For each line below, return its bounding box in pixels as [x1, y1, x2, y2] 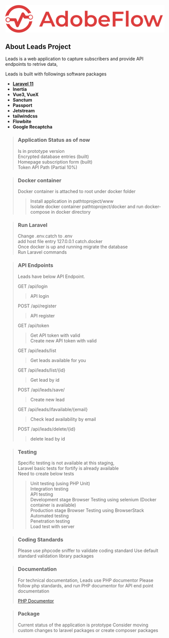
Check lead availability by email [30, 416, 96, 422]
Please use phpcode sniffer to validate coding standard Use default [17, 547, 158, 554]
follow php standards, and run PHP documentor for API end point [17, 582, 153, 588]
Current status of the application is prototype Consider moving [17, 622, 148, 628]
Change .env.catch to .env [17, 233, 73, 239]
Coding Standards [17, 536, 64, 543]
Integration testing [30, 486, 69, 492]
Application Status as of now [17, 137, 90, 144]
